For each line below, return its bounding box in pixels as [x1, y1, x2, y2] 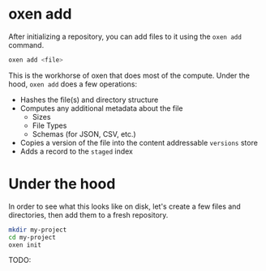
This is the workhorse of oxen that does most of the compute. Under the [8, 70, 250, 80]
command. [8, 40, 45, 49]
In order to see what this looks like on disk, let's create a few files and [8, 201, 241, 211]
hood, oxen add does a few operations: [8, 78, 138, 89]
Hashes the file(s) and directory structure [19, 95, 159, 104]
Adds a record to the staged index [19, 146, 134, 156]
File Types [32, 121, 67, 130]
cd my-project [8, 233, 57, 241]
